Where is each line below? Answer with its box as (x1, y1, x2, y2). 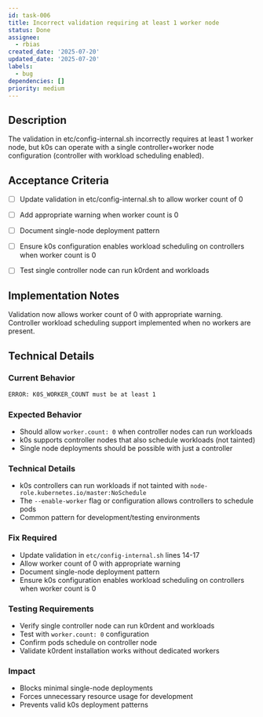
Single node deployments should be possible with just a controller (19, 443, 233, 453)
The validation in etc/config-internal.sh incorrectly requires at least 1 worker (8, 134, 254, 144)
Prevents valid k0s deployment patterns (19, 700, 149, 710)
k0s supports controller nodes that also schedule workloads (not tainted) (19, 435, 256, 444)
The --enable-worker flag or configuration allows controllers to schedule (19, 496, 254, 506)
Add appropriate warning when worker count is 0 (19, 210, 179, 220)
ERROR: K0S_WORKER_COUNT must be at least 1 (8, 390, 156, 399)
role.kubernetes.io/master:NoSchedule (19, 490, 147, 497)
